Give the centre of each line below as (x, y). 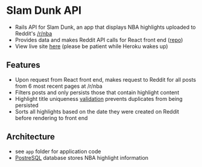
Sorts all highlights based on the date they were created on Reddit (97, 111)
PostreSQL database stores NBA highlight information (82, 157)
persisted (27, 105)
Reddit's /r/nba (33, 33)
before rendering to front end (51, 118)
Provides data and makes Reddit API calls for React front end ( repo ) (99, 40)
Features (23, 65)
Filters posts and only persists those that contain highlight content (97, 92)
